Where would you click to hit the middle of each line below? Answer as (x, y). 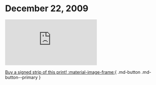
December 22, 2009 (47, 9)
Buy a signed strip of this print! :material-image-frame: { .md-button (73, 72)
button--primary (22, 77)
